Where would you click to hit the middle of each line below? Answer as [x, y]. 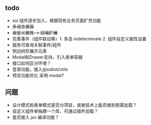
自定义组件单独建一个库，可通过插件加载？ [55, 111]
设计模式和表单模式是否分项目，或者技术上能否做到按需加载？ [75, 105]
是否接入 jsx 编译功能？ [36, 117]
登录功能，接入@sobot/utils [40, 69]
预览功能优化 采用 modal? [38, 75]
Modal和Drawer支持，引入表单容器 [47, 57]
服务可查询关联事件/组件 [37, 45]
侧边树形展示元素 [29, 51]
